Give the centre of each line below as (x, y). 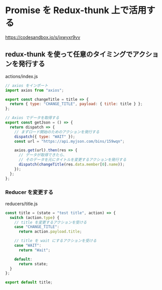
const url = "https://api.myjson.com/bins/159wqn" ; (69, 141)
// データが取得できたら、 (43, 155)
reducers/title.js (21, 204)
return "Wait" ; (34, 250)
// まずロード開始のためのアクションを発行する (57, 132)
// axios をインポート (27, 85)
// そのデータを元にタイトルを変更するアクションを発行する (72, 160)
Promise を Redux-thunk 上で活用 (76, 10)
